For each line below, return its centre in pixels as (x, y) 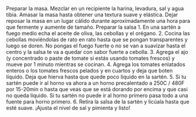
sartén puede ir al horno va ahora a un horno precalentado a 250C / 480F (95, 83)
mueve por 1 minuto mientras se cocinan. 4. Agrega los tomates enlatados (96, 64)
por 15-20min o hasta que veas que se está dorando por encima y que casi (97, 89)
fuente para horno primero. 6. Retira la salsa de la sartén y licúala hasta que (98, 101)
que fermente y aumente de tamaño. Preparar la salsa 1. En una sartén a (93, 27)
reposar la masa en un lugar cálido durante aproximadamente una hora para (98, 21)
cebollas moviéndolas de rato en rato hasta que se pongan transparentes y (97, 39)
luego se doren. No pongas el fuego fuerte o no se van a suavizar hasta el (96, 46)
